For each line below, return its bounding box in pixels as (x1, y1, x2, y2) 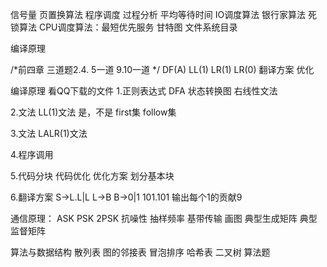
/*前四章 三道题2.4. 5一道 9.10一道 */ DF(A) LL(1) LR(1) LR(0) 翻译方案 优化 (10, 64, 315, 75)
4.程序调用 (10, 149, 54, 160)
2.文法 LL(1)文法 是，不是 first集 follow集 (10, 106, 177, 118)
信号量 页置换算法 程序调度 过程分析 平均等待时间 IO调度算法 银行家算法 (10, 9, 307, 20)
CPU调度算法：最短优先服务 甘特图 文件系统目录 (38, 21, 238, 33)
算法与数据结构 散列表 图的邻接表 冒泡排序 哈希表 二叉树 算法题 (10, 246, 271, 258)
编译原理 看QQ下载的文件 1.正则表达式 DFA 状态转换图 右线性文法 (10, 85, 278, 97)
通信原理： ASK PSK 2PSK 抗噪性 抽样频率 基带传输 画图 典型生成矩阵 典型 (10, 213, 318, 224)
